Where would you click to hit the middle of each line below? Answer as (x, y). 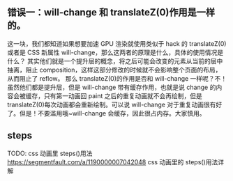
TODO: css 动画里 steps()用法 (50, 153)
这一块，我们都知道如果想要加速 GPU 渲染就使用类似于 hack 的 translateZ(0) (117, 43)
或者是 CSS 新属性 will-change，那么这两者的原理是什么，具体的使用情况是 (115, 52)
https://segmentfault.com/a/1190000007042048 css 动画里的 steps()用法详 (116, 162)
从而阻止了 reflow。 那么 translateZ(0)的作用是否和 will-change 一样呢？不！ (117, 78)
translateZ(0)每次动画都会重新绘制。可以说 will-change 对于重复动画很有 (112, 104)
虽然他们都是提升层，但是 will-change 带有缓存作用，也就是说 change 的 (112, 87)
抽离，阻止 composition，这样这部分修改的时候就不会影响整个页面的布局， (114, 70)
